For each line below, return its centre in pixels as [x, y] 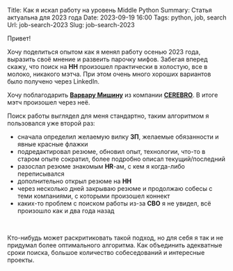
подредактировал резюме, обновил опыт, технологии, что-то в [111, 152]
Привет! [19, 38]
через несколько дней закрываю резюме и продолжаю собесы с [115, 188]
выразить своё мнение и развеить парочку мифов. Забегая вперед [107, 59]
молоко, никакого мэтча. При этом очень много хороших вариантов [109, 74]
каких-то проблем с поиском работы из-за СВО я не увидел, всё [114, 203]
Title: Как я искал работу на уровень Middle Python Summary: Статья [110, 10]
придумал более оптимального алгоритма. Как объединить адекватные [115, 245]
